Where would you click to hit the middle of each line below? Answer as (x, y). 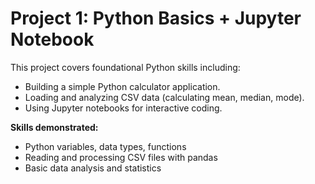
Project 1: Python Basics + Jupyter (156, 18)
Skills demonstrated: (54, 127)
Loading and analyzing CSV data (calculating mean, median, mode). (164, 97)
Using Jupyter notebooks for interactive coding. (123, 108)
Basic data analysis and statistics (93, 168)
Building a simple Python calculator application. (122, 86)
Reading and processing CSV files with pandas (121, 157)
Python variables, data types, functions (105, 146)
